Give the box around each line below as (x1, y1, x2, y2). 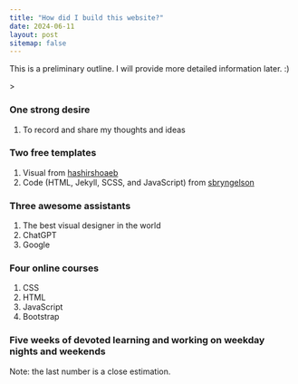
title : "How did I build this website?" (9, 13, 165, 23)
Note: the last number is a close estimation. (9, 366, 171, 377)
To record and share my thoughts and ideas (22, 124, 186, 135)
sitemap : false (9, 38, 67, 48)
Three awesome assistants (9, 199, 131, 212)
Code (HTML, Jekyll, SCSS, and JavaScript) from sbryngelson (22, 177, 255, 187)
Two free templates (9, 147, 97, 159)
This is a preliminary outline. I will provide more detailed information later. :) (9, 63, 290, 74)
